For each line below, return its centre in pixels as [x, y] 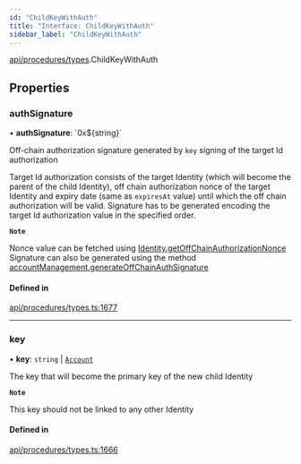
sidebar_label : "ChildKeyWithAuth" [76, 34]
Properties [39, 87]
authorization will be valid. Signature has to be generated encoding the [140, 206]
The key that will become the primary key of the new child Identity [131, 376]
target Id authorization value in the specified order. [103, 215]
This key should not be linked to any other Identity [102, 409]
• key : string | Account [52, 358]
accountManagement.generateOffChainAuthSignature [109, 267]
